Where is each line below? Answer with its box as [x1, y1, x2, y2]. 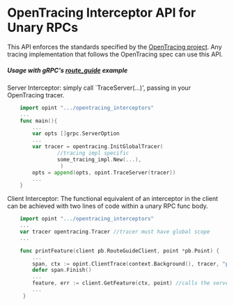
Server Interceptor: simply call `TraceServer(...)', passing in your [7, 83, 192, 92]
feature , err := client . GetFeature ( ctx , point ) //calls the [32, 280, 210, 287]
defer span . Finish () [32, 266, 92, 274]
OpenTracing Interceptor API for [7, 5, 196, 21]
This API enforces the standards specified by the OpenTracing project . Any [7, 42, 222, 51]
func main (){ [19, 117, 58, 124]
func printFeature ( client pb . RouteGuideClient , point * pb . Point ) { [19, 247, 219, 255]
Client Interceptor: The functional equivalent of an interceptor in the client [7, 195, 218, 203]
